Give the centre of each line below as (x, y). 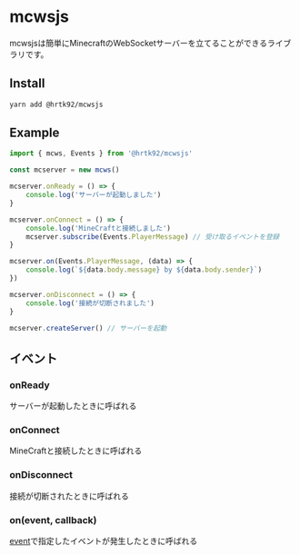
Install (27, 84)
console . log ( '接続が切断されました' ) (90, 303)
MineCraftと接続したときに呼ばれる (76, 451)
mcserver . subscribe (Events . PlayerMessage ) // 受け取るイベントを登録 (153, 237)
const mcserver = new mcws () (65, 170)
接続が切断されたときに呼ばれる (69, 496)
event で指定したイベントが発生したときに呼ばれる (104, 541)
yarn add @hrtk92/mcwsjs (56, 104)
